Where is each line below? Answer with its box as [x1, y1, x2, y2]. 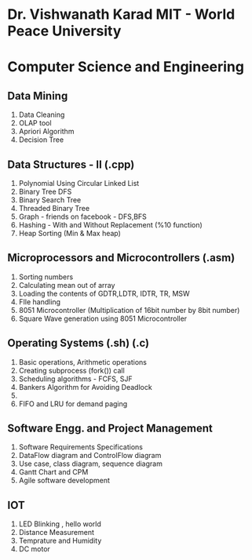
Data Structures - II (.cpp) [7, 158, 135, 171]
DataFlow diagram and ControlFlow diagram [18, 451, 162, 460]
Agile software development [18, 476, 111, 485]
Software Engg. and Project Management [7, 422, 213, 435]
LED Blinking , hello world [18, 519, 101, 529]
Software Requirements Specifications [18, 442, 143, 452]
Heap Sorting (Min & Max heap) [18, 229, 121, 238]
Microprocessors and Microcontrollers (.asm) [7, 251, 236, 264]
